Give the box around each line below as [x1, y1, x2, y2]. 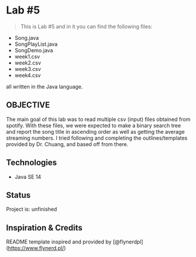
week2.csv [14, 59, 41, 66]
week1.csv [14, 53, 40, 60]
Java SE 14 [14, 173, 42, 180]
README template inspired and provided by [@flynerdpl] [6, 238, 144, 245]
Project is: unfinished [6, 206, 58, 213]
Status [6, 190, 31, 200]
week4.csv [14, 72, 41, 79]
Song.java [14, 34, 39, 41]
